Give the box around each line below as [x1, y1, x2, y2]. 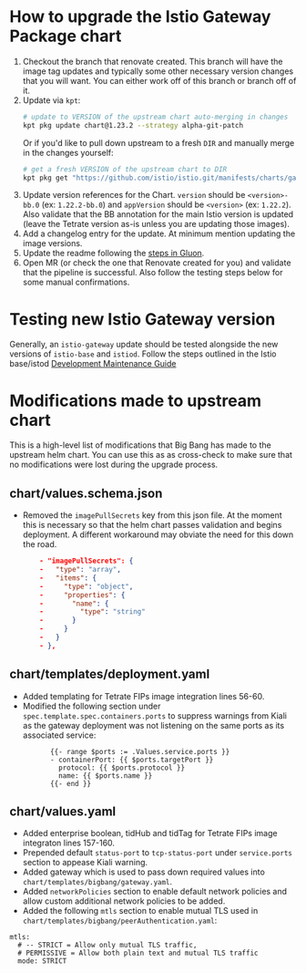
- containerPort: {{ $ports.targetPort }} [49, 755, 214, 764]
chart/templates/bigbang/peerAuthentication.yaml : [22, 915, 218, 926]
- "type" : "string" [39, 607, 146, 616]
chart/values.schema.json [9, 485, 163, 501]
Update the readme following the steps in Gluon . [22, 248, 205, 259]
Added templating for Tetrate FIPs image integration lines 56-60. [22, 690, 265, 701]
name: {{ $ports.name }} [57, 771, 153, 781]
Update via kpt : [22, 94, 81, 106]
